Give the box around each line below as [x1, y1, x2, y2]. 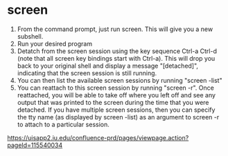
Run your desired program [17, 39, 92, 48]
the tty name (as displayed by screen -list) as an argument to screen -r [17, 113, 220, 121]
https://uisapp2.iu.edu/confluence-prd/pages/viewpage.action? [7, 133, 189, 142]
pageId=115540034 [7, 141, 63, 149]
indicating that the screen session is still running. [17, 68, 157, 77]
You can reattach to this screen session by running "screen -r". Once [17, 84, 215, 92]
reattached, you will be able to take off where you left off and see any [17, 90, 216, 99]
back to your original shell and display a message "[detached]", [17, 61, 199, 70]
